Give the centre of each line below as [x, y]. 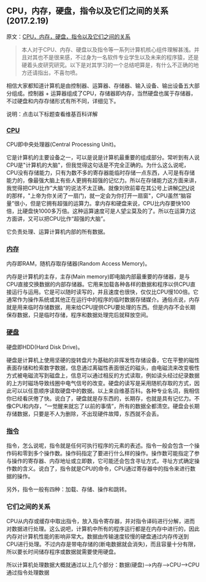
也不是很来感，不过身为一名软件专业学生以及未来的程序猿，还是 [118, 57]
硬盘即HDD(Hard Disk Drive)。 [45, 347]
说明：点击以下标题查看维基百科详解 [52, 114]
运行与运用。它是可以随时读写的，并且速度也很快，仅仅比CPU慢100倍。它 [105, 292]
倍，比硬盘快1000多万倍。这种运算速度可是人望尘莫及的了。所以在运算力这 [101, 211]
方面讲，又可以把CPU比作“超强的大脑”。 [57, 219]
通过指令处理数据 [28, 573]
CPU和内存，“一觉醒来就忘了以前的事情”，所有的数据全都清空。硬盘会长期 [105, 406]
